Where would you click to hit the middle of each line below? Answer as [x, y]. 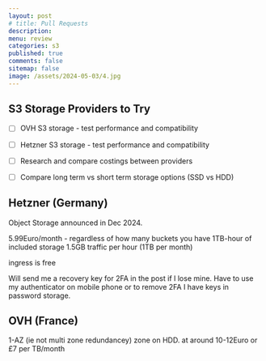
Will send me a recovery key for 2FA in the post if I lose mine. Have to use [131, 278]
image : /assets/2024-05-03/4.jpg [65, 76]
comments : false [36, 62]
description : [30, 31]
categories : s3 [34, 46]
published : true [36, 53]
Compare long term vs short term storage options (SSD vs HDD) [127, 177]
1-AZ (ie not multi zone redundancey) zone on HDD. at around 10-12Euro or [133, 340]
